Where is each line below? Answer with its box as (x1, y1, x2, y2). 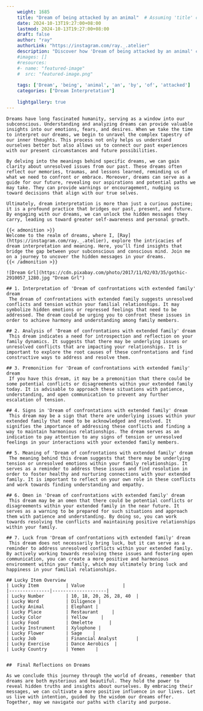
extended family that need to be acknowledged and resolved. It (6, 418, 172, 424)
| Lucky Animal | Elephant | (6, 604, 98, 610)
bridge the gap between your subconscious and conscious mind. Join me (6, 248, 190, 255)
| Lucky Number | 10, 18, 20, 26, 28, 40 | (6, 593, 139, 599)
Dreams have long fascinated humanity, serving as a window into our (6, 116, 185, 122)
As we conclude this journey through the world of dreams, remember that (6, 672, 196, 679)
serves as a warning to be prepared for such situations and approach (6, 508, 188, 514)
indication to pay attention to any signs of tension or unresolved (6, 434, 182, 440)
